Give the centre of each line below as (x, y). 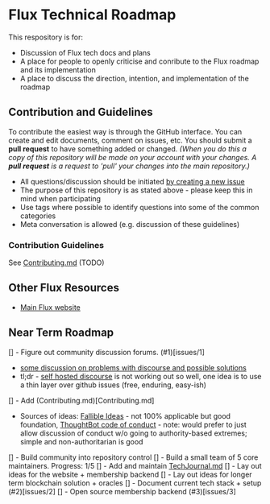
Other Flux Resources (64, 288)
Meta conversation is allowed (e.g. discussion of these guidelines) (130, 224)
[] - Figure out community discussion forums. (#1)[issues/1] (107, 352)
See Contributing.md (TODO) (56, 262)
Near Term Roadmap (61, 333)
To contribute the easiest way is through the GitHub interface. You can (125, 131)
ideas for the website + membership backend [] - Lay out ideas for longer (130, 474)
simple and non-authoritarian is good (81, 441)
